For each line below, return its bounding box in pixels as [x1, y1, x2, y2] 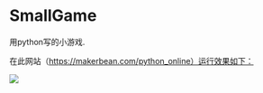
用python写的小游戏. [9, 36, 86, 47]
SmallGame [9, 5, 97, 26]
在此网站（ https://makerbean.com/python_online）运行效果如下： [9, 55, 254, 66]
